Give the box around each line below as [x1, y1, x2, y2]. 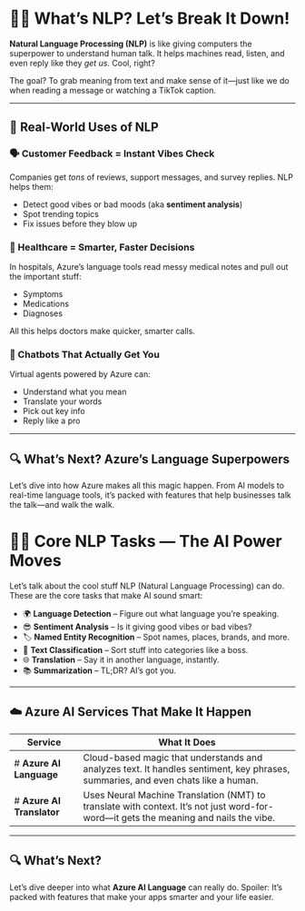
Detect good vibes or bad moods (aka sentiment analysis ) [22, 199, 243, 210]
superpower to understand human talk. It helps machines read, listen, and [9, 47, 285, 58]
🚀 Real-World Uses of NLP [9, 120, 159, 135]
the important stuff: [9, 271, 82, 282]
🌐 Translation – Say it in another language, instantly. [22, 654, 220, 665]
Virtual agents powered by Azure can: [9, 369, 152, 380]
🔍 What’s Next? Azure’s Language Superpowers [9, 451, 290, 467]
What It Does [158, 736, 216, 748]
